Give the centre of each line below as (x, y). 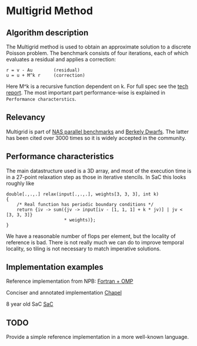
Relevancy (26, 117)
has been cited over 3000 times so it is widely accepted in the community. (96, 138)
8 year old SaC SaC (30, 304)
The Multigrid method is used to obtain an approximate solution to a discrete (98, 47)
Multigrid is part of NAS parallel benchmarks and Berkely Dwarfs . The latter (98, 132)
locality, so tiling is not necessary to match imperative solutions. (84, 249)
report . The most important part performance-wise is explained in (86, 92)
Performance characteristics (60, 157)
